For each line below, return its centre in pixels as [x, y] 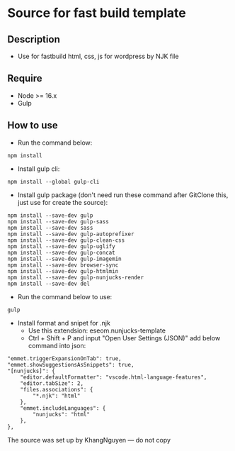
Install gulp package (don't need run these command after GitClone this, [123, 195]
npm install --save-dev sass [50, 228]
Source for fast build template [97, 13]
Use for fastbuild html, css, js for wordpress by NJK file [98, 56]
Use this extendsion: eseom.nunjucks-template [97, 330]
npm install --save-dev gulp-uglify [61, 246]
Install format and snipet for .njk [64, 323]
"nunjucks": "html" [62, 414]
